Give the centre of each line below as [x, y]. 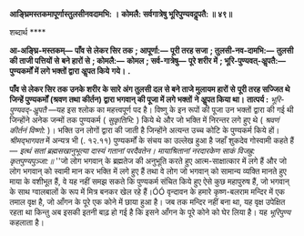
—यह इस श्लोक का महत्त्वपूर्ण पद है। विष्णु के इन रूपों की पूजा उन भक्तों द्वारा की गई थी [171, 110]
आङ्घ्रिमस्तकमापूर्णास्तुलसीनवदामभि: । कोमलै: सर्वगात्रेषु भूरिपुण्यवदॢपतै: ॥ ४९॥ [121, 14]
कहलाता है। [27, 222]
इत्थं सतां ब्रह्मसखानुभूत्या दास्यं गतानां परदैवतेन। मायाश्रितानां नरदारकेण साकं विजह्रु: [137, 151]
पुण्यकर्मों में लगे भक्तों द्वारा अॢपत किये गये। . [70, 71]
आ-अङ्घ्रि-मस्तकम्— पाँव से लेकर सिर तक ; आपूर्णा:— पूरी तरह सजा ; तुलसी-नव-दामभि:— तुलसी [152, 51]
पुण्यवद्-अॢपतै [28, 110]
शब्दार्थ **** [28, 32]
